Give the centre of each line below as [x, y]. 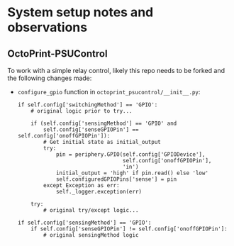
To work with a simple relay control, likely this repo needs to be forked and [116, 71]
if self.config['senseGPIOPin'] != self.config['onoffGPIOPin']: [129, 229]
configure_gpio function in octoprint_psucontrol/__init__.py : [109, 92]
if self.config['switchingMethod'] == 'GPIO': [88, 105]
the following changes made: [50, 78]
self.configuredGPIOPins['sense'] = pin [116, 179]
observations [47, 27]
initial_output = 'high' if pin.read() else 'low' [132, 173]
